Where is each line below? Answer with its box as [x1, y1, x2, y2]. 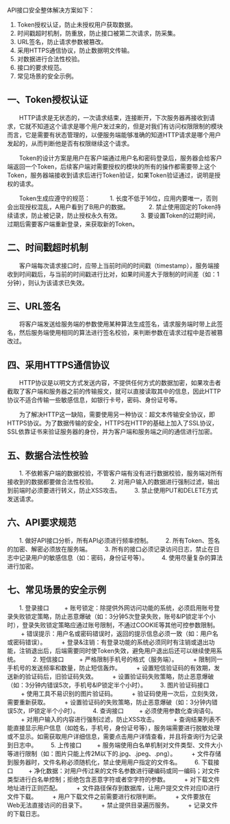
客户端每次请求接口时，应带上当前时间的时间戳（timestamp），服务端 [18, 261, 214, 270]
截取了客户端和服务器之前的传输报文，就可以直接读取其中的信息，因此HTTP [7, 387, 221, 396]
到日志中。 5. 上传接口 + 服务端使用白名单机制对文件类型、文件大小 [7, 740, 222, 749]
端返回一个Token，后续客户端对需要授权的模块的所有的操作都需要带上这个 [7, 162, 217, 170]
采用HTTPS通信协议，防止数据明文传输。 [16, 47, 133, 54]
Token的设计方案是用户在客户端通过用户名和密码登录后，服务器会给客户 [18, 154, 222, 162]
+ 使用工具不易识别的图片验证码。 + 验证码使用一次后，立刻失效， [20, 689, 222, 698]
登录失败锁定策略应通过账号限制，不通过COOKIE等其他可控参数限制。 [21, 620, 219, 629]
